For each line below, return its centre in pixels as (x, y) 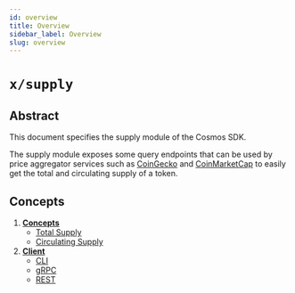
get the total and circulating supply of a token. (94, 174)
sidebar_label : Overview (55, 34)
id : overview (33, 17)
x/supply (41, 85)
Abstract (34, 115)
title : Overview (39, 26)
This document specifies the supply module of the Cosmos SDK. (128, 137)
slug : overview (37, 42)
